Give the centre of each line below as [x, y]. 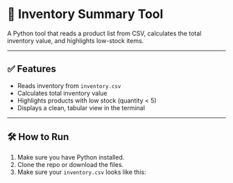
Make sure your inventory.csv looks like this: [82, 172]
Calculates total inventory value [62, 93]
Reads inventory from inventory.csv [69, 85]
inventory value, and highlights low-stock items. [76, 40]
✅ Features [32, 69]
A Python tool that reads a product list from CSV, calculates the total [104, 33]
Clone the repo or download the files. [70, 164]
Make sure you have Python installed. [71, 157]
